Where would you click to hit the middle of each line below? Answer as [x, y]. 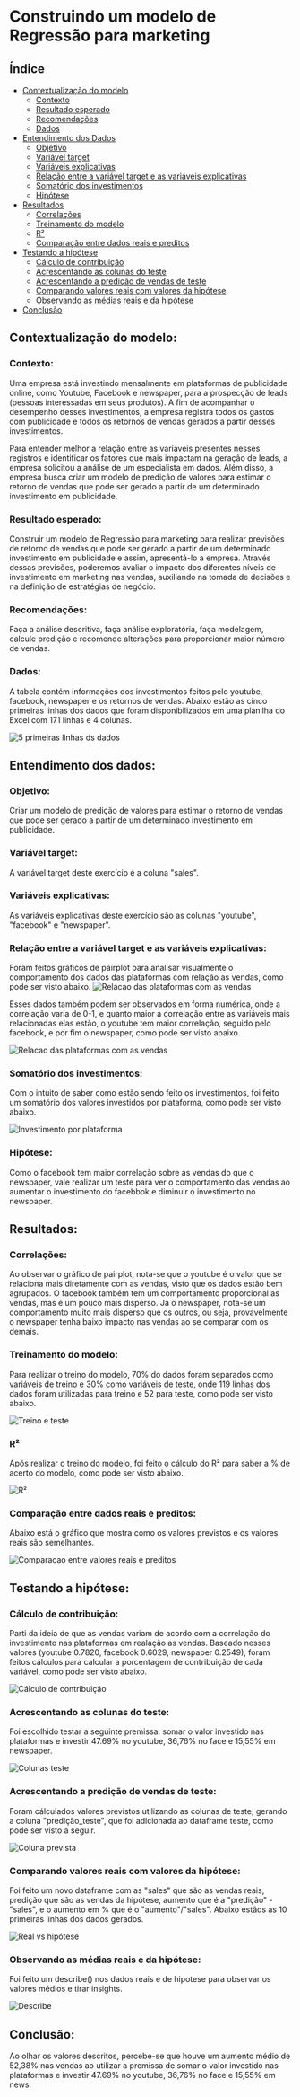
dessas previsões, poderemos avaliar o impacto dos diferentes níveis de [142, 567]
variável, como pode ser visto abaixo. [78, 1671]
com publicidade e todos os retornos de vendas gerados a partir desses [142, 421]
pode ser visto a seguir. [52, 1830]
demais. [24, 1332]
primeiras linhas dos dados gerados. [77, 1918]
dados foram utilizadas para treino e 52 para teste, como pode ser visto [141, 1393]
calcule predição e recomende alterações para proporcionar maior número [147, 639]
